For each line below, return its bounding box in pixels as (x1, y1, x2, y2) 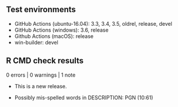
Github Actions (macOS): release (14, 32, 94, 40)
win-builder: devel (14, 39, 58, 46)
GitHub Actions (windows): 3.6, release (14, 26, 109, 33)
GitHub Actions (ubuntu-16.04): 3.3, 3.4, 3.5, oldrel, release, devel (14, 20, 172, 27)
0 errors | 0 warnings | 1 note (6, 71, 76, 78)
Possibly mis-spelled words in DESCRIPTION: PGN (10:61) (14, 94, 153, 101)
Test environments (6, 5, 76, 15)
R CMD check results (6, 56, 84, 66)
